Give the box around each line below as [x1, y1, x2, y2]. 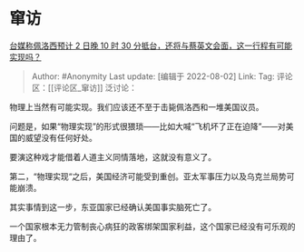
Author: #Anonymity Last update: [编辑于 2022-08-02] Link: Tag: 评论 [31, 70, 293, 82]
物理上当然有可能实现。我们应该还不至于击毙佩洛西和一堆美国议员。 [9, 101, 264, 112]
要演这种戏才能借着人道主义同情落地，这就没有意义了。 [9, 151, 216, 162]
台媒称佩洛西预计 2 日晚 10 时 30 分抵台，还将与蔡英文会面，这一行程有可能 [9, 40, 293, 51]
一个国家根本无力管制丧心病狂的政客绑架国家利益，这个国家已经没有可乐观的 [9, 220, 296, 232]
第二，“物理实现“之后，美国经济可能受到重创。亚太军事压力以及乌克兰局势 [9, 170, 288, 182]
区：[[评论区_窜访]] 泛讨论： [31, 82, 138, 93]
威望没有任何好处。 [25, 132, 97, 143]
